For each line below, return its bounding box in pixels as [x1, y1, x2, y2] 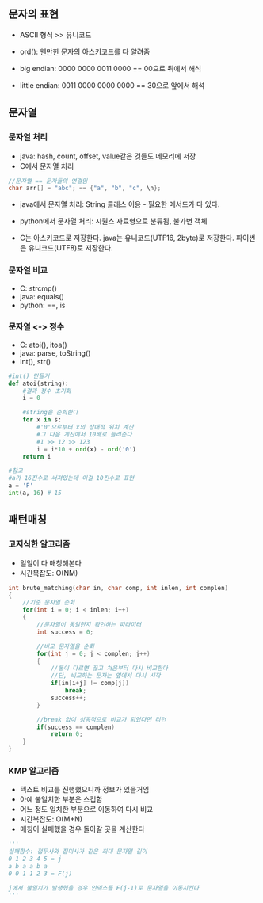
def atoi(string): [8, 379, 69, 387]
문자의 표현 [8, 7, 59, 21]
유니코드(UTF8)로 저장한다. [28, 243, 113, 253]
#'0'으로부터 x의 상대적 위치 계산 [36, 423, 134, 432]
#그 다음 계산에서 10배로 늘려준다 [36, 430, 132, 438]
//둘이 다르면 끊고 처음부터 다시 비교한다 [50, 665, 168, 672]
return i [22, 452, 51, 461]
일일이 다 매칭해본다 [19, 558, 82, 568]
